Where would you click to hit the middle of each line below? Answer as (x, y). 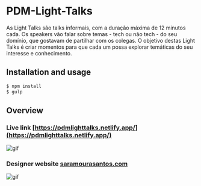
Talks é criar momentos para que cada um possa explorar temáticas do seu (100, 47)
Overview (25, 110)
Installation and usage (49, 73)
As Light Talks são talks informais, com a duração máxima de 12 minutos (96, 28)
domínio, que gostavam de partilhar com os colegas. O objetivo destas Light (101, 40)
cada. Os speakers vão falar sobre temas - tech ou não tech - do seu (92, 34)
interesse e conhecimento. (39, 53)
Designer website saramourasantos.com (67, 164)
